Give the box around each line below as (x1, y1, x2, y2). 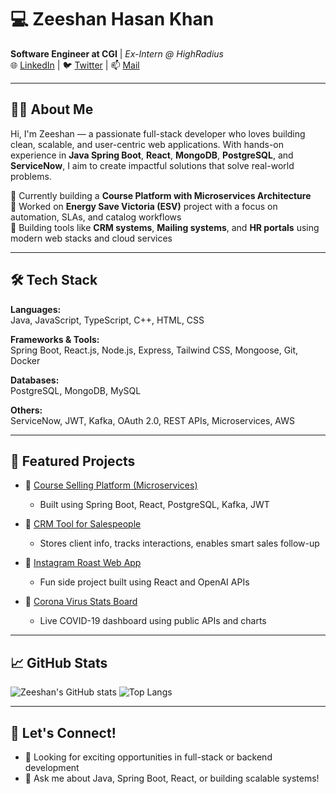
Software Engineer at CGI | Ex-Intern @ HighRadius (10, 47, 224, 60)
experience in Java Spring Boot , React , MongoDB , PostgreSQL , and (10, 149, 294, 161)
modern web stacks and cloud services (10, 232, 173, 244)
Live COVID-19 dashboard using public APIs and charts (39, 615, 267, 627)
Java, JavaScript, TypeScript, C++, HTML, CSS (10, 314, 205, 326)
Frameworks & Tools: (10, 333, 100, 345)
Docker (10, 354, 41, 366)
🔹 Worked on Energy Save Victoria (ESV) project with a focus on (10, 200, 278, 212)
